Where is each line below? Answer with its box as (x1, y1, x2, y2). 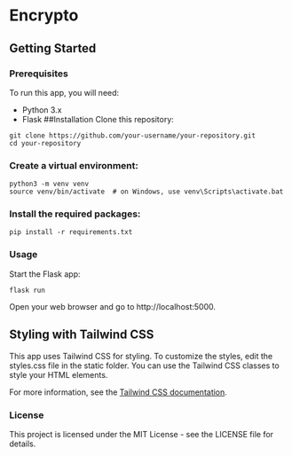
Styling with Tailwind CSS (9, 327, 154, 342)
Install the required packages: (9, 208, 141, 220)
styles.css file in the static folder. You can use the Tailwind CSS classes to (9, 360, 280, 371)
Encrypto (9, 5, 79, 26)
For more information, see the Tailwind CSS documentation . (9, 387, 228, 397)
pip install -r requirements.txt (9, 228, 133, 237)
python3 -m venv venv (9, 179, 90, 189)
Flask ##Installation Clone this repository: (21, 114, 175, 124)
